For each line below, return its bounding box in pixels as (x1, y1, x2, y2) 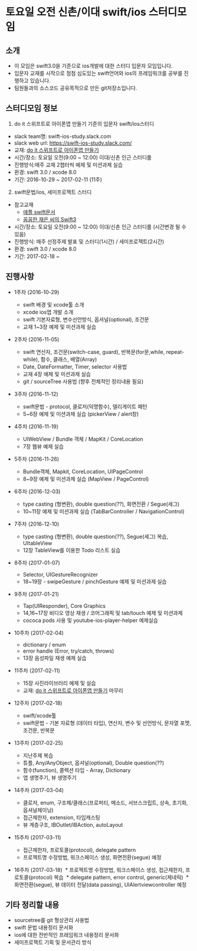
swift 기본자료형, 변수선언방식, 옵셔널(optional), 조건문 (22, 315, 149, 323)
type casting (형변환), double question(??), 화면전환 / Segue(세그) (22, 500, 180, 507)
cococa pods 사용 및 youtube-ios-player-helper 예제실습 (22, 617, 159, 624)
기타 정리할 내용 (5, 900, 60, 910)
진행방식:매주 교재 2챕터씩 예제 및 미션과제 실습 (14, 161, 123, 168)
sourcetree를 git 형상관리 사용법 (14, 917, 90, 924)
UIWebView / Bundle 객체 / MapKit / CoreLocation (22, 435, 144, 442)
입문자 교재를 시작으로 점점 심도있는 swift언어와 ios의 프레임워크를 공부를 (14, 70, 183, 77)
